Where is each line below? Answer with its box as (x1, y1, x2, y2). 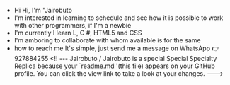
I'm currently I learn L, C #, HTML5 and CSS (13, 28, 142, 37)
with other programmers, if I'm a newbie (13, 21, 132, 29)
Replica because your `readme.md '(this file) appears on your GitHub (13, 62, 215, 70)
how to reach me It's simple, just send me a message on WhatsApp (13, 44, 211, 52)
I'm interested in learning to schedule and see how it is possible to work (13, 13, 224, 22)
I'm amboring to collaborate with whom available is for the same (13, 36, 201, 45)
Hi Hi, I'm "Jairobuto (13, 6, 73, 14)
